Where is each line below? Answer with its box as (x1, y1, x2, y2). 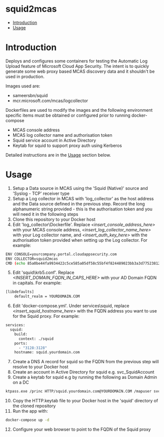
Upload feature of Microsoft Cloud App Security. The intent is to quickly (5, 63, 149, 69)
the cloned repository (12, 403, 56, 409)
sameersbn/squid (12, 92, 48, 98)
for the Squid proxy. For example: (12, 313, 80, 319)
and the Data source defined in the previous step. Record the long (12, 201, 145, 207)
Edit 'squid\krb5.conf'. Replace (12, 270, 74, 275)
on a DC (12, 379, 29, 385)
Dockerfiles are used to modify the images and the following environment (5, 107, 153, 113)
